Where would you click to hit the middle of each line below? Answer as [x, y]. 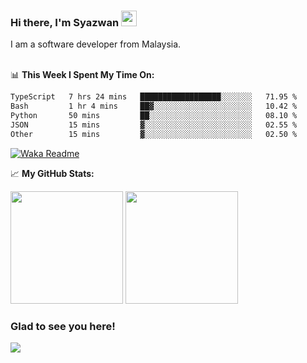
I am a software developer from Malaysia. [96, 44]
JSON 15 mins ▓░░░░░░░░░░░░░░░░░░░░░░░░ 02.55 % [154, 125]
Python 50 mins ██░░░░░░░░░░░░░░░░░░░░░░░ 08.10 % [154, 116]
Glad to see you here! [63, 326]
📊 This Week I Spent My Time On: [82, 75]
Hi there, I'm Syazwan [65, 22]
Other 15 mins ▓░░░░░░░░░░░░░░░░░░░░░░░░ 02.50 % [154, 134]
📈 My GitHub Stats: [52, 173]
